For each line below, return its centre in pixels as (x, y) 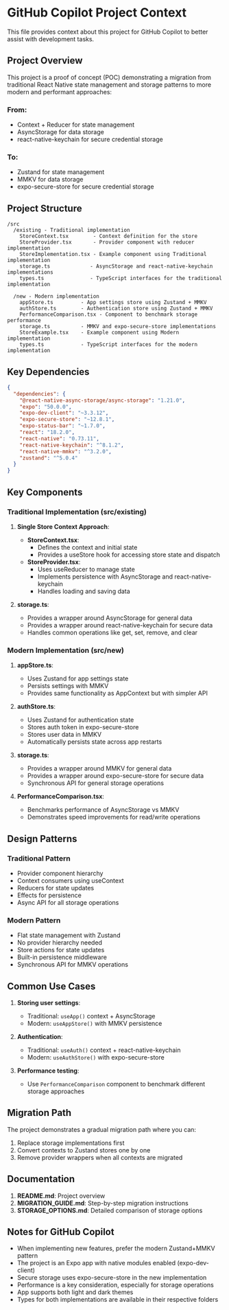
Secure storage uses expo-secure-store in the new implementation (112, 1278)
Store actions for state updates (61, 950)
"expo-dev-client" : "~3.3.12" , (64, 413)
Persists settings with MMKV (68, 686)
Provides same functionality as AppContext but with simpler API (117, 694)
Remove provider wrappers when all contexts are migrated (100, 1157)
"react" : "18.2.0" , (47, 432)
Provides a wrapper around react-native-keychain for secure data (120, 625)
